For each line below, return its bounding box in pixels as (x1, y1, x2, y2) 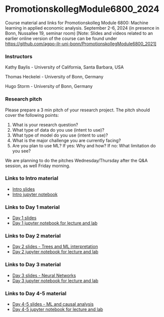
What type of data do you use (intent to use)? (12, 127, 104, 133)
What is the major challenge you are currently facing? (12, 137, 121, 143)
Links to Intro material (5, 175, 59, 182)
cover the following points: (5, 112, 59, 118)
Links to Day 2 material (5, 233, 61, 240)
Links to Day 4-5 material (5, 290, 66, 297)
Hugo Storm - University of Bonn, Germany (5, 83, 93, 89)
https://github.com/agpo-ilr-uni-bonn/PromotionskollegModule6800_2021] (5, 40, 157, 46)
